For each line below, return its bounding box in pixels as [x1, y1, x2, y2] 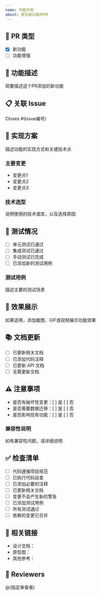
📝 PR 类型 [5, 32, 35, 40]
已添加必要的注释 [12, 481, 48, 487]
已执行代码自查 [12, 474, 44, 480]
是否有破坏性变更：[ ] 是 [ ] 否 [12, 399, 74, 405]
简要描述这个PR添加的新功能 [5, 83, 64, 89]
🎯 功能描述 [5, 68, 38, 77]
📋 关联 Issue [5, 99, 46, 108]
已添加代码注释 [12, 356, 44, 362]
